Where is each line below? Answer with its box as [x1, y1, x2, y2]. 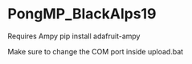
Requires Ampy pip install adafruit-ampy [7, 31, 141, 41]
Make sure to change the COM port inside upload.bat [7, 46, 184, 56]
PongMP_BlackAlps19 [7, 5, 157, 23]
